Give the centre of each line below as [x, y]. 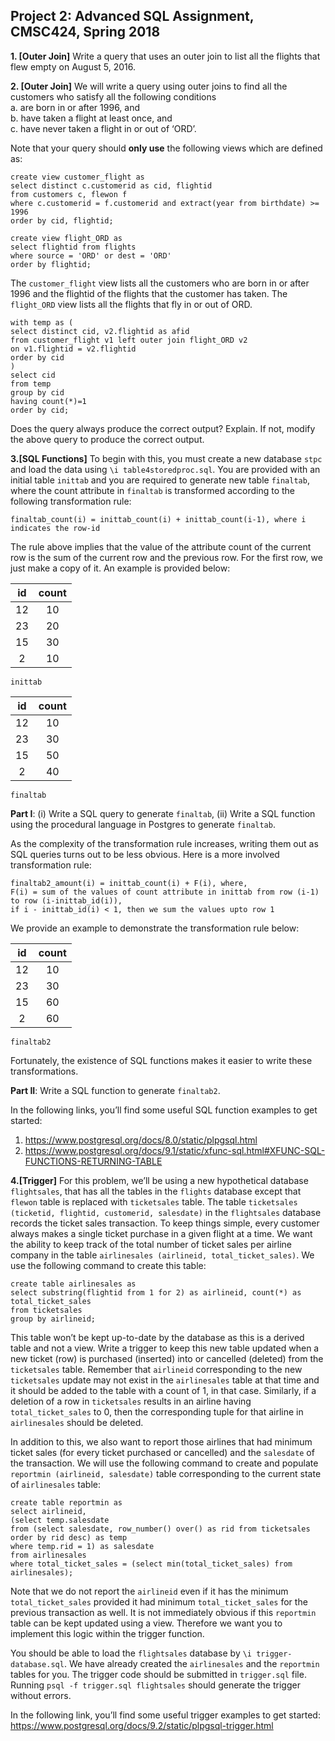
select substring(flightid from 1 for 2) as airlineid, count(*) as [156, 1292]
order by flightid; [51, 264]
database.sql [37, 1664]
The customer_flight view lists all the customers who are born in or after [160, 283]
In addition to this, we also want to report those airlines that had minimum [161, 1441]
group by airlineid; [53, 1319]
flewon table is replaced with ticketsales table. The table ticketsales [154, 1201]
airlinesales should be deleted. [77, 1422]
